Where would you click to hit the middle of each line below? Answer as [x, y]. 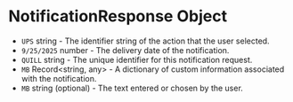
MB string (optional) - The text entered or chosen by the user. [132, 88]
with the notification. [59, 78]
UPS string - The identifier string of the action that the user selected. [145, 41]
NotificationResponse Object [118, 16]
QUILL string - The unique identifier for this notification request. [137, 59]
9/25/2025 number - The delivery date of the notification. [125, 50]
